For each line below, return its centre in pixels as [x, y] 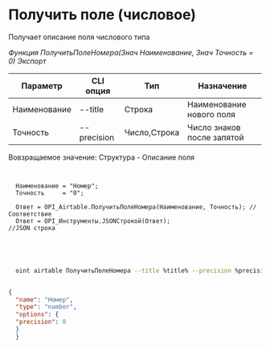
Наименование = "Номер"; [57, 186]
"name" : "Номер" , [45, 299]
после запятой [216, 137]
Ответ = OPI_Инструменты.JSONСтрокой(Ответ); [93, 221]
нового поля [211, 114]
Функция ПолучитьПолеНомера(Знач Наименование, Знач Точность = [131, 52]
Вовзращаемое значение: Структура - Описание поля [102, 157]
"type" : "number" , [47, 307]
